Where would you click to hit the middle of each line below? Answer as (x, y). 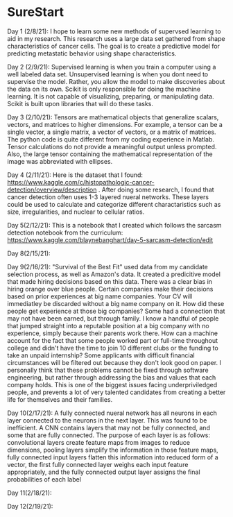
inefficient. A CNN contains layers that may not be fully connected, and (109, 427)
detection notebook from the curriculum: (65, 232)
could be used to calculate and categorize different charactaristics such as (114, 204)
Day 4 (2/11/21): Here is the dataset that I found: (75, 175)
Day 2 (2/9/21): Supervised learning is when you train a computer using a (112, 67)
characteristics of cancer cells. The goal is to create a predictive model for (114, 46)
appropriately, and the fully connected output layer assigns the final (104, 472)
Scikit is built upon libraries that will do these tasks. (80, 103)
